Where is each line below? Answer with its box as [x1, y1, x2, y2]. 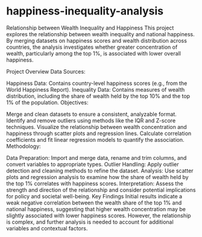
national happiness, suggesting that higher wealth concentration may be [6, 205, 186, 212]
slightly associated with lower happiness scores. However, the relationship [6, 212, 191, 219]
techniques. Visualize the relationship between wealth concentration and [6, 123, 187, 130]
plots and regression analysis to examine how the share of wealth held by [6, 173, 189, 180]
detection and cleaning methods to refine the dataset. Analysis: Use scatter [6, 167, 194, 174]
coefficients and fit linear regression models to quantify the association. [6, 136, 185, 143]
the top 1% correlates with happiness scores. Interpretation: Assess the [6, 180, 184, 187]
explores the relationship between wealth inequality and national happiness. [6, 30, 195, 37]
